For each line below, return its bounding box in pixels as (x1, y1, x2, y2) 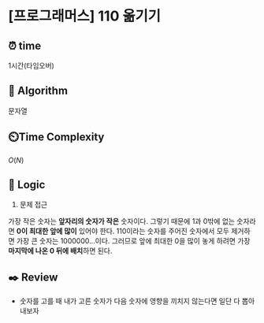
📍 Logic (8, 178, 46, 191)
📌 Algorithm (8, 84, 69, 98)
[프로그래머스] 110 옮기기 (8, 7, 162, 25)
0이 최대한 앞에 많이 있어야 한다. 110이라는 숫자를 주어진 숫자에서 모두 (16, 226, 230, 236)
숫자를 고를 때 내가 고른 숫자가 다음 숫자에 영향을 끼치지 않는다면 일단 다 (19, 296, 240, 306)
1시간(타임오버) (8, 61, 55, 70)
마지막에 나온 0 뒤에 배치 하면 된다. (8, 246, 113, 256)
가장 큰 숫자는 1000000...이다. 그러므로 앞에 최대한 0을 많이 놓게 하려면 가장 (16, 236, 251, 246)
